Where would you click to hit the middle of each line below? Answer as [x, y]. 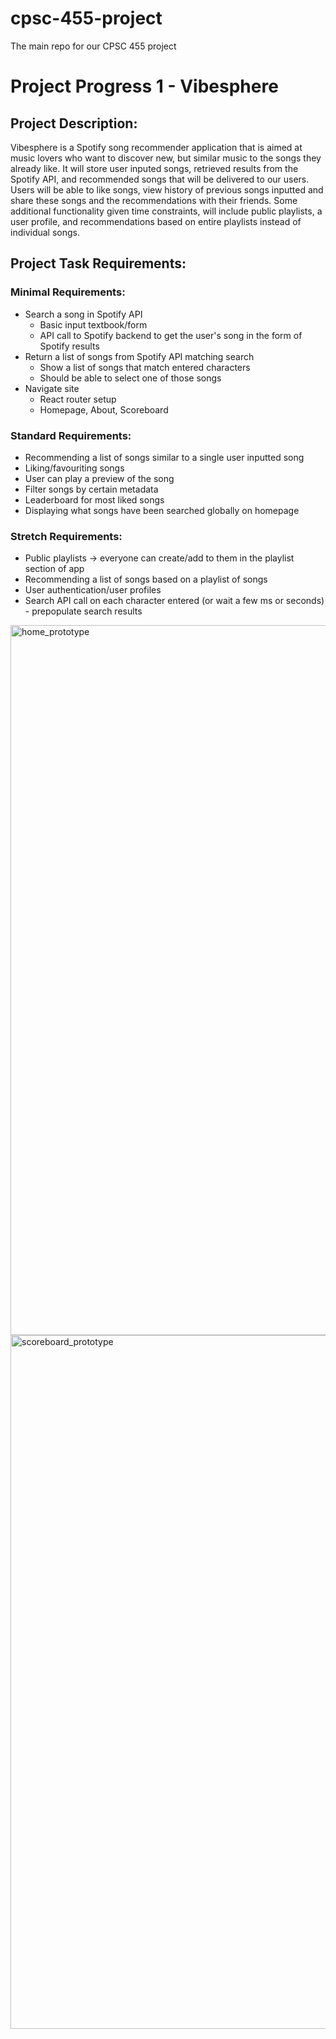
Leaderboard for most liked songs [94, 499]
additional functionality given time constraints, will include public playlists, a [166, 211]
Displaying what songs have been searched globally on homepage [162, 510]
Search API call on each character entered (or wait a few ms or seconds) [174, 601]
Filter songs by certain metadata [91, 489]
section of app [54, 569]
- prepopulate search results [83, 611]
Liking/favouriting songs [74, 468]
